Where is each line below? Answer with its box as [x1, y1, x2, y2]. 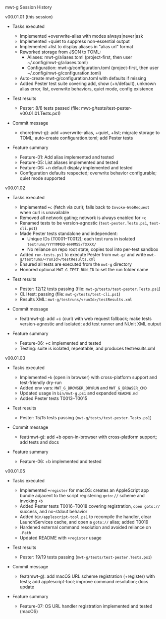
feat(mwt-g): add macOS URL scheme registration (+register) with [19, 573, 155, 579]
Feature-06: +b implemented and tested [19, 459, 102, 464]
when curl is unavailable [19, 210, 69, 215]
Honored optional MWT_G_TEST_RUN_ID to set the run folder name [19, 267, 149, 272]
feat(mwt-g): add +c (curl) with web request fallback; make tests [19, 315, 152, 321]
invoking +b [19, 498, 43, 504]
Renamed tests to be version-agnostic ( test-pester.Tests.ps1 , [19, 220, 149, 226]
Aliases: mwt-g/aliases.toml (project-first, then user [27, 54, 133, 60]
